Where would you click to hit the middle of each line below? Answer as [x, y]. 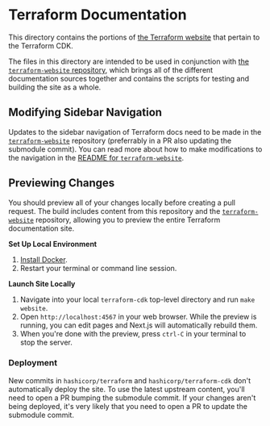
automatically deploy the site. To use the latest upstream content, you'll [127, 389]
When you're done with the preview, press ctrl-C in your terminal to [133, 333]
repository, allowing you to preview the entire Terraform [128, 219]
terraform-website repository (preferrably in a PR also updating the [120, 140]
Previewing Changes [62, 183]
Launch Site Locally [42, 283]
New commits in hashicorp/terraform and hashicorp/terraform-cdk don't [130, 380]
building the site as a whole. [55, 87]
